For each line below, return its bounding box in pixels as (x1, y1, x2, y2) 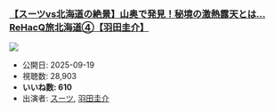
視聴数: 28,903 (21, 71, 77, 82)
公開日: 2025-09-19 (21, 60, 95, 70)
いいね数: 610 (21, 82, 73, 92)
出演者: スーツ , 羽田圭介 (21, 93, 109, 104)
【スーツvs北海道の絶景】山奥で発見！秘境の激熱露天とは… (9, 7, 266, 20)
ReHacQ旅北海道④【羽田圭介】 (9, 20, 150, 33)
